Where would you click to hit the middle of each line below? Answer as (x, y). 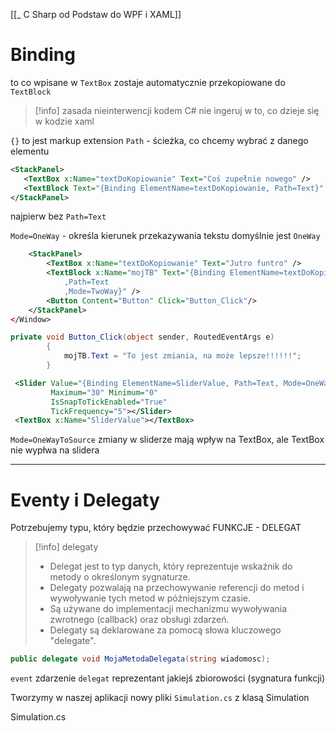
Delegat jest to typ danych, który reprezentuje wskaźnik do (171, 566)
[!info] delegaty (66, 547)
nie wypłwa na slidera (55, 450)
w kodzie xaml (64, 121)
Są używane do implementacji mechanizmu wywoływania (168, 609)
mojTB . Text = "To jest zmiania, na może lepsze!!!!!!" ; (182, 356)
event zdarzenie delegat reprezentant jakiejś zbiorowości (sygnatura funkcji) (168, 678)
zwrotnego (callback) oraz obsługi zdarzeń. (139, 620)
